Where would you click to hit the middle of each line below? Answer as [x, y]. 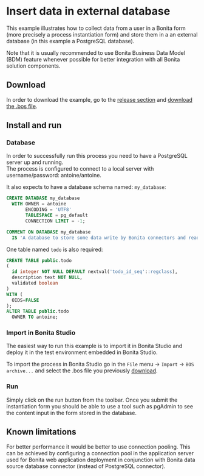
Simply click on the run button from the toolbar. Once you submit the [92, 400]
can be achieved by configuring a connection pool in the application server [100, 453]
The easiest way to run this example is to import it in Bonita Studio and [94, 346]
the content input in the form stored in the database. [72, 413]
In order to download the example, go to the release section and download [100, 99]
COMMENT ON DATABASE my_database [49, 232]
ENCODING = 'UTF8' [48, 210]
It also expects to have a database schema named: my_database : [86, 187]
